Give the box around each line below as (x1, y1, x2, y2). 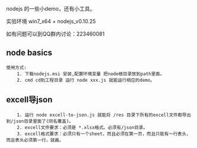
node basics (6, 48, 52, 58)
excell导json (6, 95, 53, 105)
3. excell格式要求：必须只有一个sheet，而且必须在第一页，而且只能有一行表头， (17, 131, 191, 137)
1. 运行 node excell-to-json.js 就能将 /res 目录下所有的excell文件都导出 (17, 112, 192, 118)
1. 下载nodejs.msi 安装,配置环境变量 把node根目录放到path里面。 (17, 70, 165, 77)
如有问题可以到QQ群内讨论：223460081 (6, 30, 105, 37)
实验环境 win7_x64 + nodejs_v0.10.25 (6, 18, 96, 25)
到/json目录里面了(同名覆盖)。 (6, 118, 74, 124)
